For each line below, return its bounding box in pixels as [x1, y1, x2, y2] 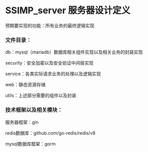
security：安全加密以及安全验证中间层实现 [5, 60, 94, 66]
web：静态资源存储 [5, 82, 46, 88]
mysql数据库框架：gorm [5, 141, 56, 147]
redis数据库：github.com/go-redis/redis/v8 [5, 130, 96, 136]
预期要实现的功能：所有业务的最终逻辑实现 [5, 22, 95, 29]
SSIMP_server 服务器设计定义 [5, 5, 131, 16]
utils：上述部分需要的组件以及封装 [5, 92, 77, 98]
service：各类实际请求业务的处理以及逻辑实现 [5, 71, 101, 77]
